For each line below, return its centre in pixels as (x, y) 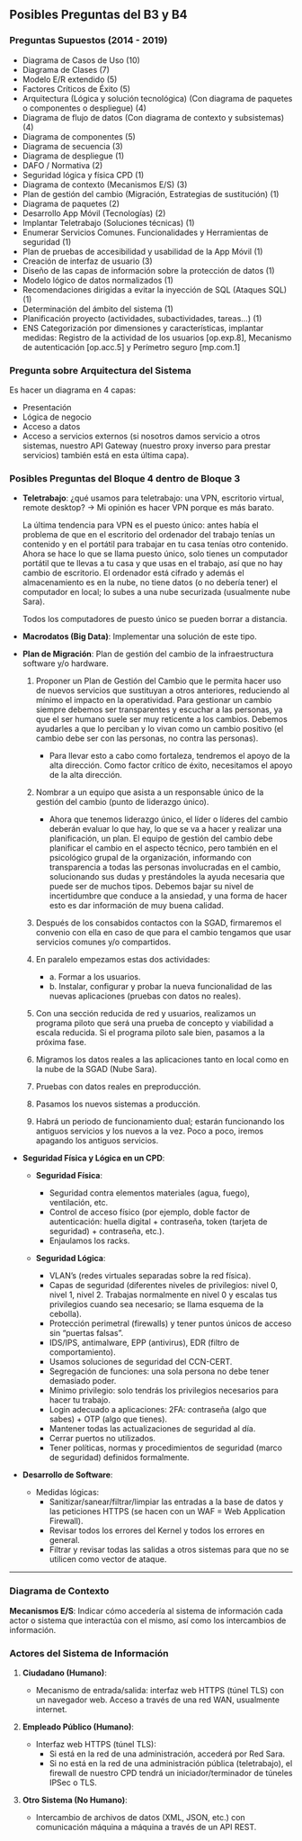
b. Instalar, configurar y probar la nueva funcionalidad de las (160, 987)
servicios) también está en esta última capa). (106, 455)
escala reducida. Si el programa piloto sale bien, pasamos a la (150, 1033)
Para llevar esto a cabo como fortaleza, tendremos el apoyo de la (169, 756)
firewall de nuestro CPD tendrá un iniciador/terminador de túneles (171, 1773)
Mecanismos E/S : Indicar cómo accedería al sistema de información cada (146, 1611)
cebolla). (66, 1314)
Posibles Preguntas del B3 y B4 (98, 15)
